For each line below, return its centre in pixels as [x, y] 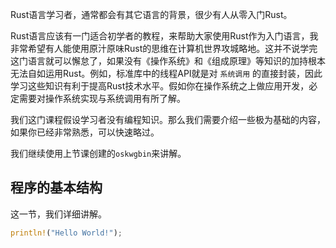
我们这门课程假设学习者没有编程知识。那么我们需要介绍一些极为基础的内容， [168, 119]
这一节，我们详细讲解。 [58, 214]
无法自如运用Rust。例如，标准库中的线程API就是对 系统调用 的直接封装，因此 [166, 73]
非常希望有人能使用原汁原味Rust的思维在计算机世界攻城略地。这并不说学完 [164, 48]
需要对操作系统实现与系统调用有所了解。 [102, 98]
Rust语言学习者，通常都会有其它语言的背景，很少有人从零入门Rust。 [151, 14]
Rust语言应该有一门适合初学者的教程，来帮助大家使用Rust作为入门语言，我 [164, 36]
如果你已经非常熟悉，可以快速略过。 [85, 132]
